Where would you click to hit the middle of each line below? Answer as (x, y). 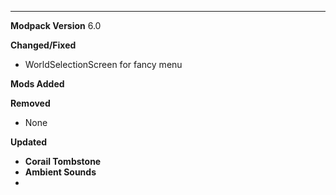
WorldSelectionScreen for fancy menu (103, 64)
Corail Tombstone (63, 161)
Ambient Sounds (60, 172)
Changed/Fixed (43, 45)
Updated (29, 142)
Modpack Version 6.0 (56, 25)
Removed (30, 103)
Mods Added (37, 84)
